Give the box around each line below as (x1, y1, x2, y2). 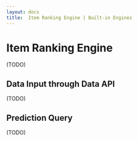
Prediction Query (6, 112, 73, 123)
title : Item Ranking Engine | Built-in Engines (6, 15, 133, 21)
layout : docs (6, 9, 40, 15)
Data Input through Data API (6, 79, 115, 89)
